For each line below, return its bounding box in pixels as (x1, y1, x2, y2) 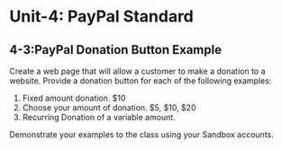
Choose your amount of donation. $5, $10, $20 (22, 102, 196, 113)
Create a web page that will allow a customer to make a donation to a (9, 66, 266, 76)
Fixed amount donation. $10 (22, 92, 126, 103)
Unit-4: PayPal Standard (9, 6, 194, 27)
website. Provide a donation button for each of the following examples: (9, 75, 272, 86)
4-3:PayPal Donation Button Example (9, 42, 223, 57)
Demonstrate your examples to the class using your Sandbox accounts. (9, 129, 274, 140)
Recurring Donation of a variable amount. (22, 112, 176, 122)
